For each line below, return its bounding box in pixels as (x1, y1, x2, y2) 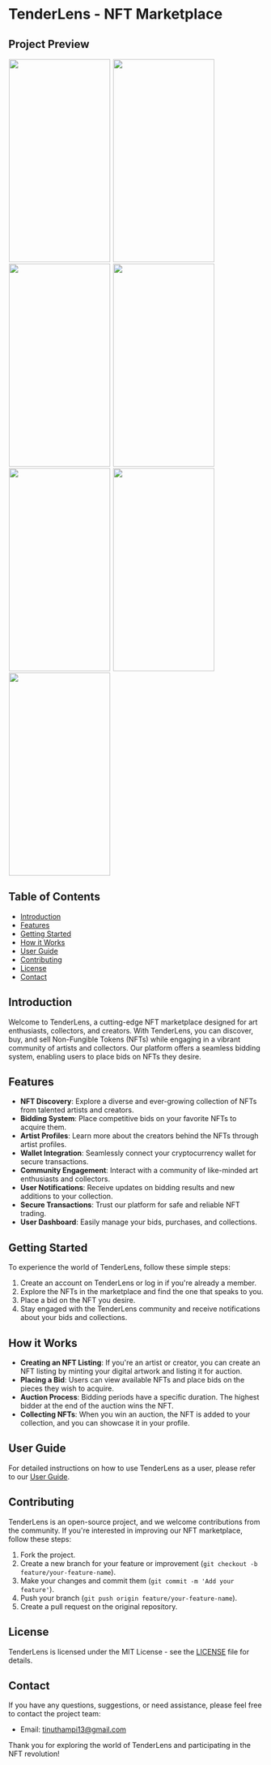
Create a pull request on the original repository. (19, 1601, 178, 1612)
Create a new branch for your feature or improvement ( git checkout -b (19, 1558, 258, 1568)
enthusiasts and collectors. (19, 1174, 111, 1184)
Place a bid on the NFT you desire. (19, 1296, 136, 1305)
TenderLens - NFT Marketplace (8, 5, 223, 24)
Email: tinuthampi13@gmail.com (19, 1724, 127, 1734)
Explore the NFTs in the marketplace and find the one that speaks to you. (19, 1287, 264, 1297)
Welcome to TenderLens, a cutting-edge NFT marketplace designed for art (8, 1016, 258, 1027)
